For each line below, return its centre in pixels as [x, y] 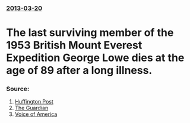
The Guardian [31, 108]
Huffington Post [34, 102]
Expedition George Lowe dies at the [95, 58]
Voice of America [36, 114]
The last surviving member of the [90, 33]
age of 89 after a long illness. [79, 71]
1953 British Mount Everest [74, 45]
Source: [18, 89]
